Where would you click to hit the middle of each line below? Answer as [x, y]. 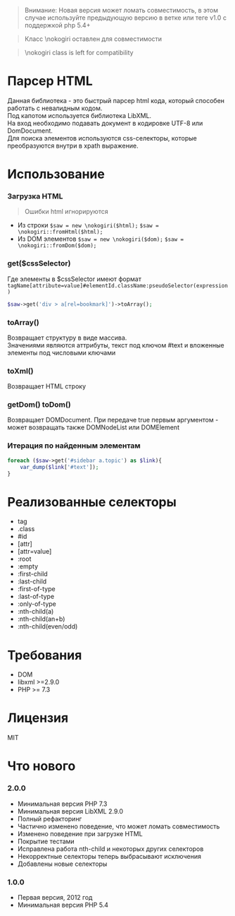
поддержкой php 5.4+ [57, 25]
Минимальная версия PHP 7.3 [62, 804]
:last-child [32, 581]
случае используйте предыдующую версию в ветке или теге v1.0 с [126, 18]
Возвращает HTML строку [47, 386]
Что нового [42, 766]
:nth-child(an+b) [41, 619]
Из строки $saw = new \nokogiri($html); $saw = [88, 225]
